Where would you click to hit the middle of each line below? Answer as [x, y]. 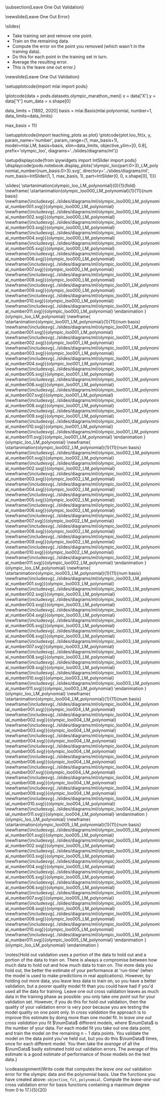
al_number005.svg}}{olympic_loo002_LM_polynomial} [60, 500]
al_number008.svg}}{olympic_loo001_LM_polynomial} [60, 406]
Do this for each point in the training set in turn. [60, 57]
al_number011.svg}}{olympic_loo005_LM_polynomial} [59, 940]
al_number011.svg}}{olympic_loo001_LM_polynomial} [59, 437]
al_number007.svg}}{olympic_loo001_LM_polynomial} [59, 395]
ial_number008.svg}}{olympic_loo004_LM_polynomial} [61, 783]
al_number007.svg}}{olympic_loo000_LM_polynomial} [60, 269]
